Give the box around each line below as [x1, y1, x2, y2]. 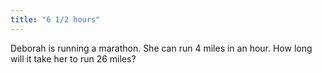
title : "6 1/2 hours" [10, 14, 101, 25]
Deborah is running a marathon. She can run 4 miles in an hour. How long [10, 42, 313, 54]
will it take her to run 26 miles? [10, 52, 137, 65]
